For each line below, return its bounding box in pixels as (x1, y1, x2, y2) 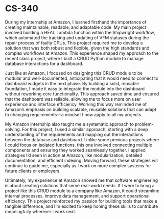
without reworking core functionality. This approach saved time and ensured (5, 91, 159, 97)
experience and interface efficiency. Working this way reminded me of (5, 101, 147, 107)
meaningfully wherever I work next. (5, 208, 76, 214)
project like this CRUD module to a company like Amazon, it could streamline (5, 188, 160, 194)
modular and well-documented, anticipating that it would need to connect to (5, 75, 159, 81)
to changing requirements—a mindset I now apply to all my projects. (5, 111, 142, 117)
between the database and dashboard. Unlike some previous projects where (5, 136, 159, 142)
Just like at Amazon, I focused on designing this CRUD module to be (5, 70, 143, 76)
